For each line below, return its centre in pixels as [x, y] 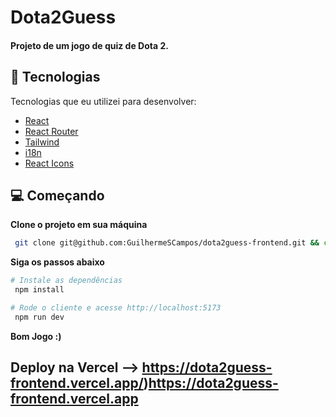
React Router [51, 131]
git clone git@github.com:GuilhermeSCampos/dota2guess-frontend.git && [167, 243]
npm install [39, 290]
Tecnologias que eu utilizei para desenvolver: [103, 101]
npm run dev [39, 317]
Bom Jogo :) [36, 336]
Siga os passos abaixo [57, 262]
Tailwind [42, 142]
